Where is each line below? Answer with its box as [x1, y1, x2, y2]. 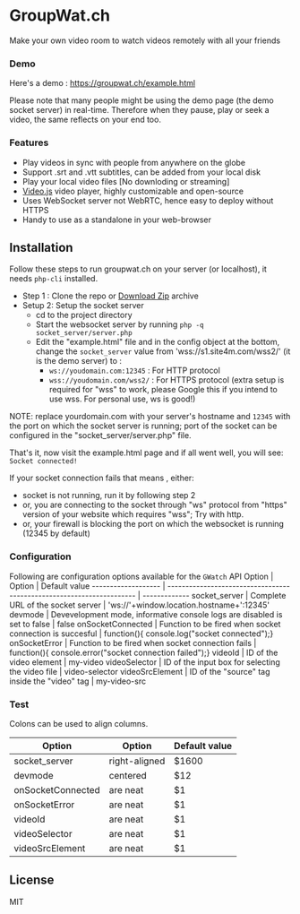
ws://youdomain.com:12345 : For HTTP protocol [48, 365, 221, 376]
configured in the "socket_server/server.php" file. [9, 430, 192, 441]
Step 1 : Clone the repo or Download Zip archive [21, 290, 199, 301]
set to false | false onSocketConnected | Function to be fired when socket [9, 618, 281, 629]
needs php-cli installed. [9, 273, 99, 284]
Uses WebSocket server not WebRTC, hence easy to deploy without [21, 194, 274, 206]
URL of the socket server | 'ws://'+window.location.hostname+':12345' [9, 599, 270, 610]
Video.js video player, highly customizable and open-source [21, 185, 244, 196]
